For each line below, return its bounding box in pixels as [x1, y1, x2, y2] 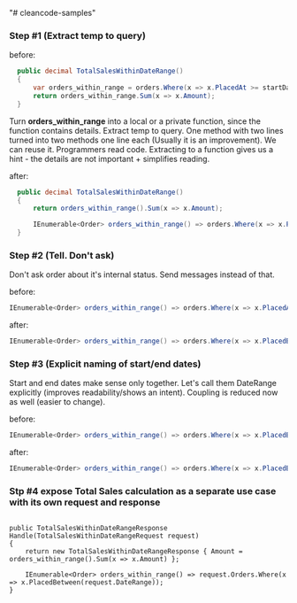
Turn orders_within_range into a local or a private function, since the [9, 115, 261, 127]
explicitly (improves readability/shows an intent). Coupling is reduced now [9, 387, 278, 398]
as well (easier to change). [9, 397, 106, 407]
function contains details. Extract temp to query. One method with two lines [9, 125, 285, 135]
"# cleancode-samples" [9, 8, 96, 18]
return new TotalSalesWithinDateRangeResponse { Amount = [25, 547, 243, 556]
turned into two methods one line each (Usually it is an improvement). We [9, 135, 277, 145]
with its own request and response [9, 496, 161, 508]
